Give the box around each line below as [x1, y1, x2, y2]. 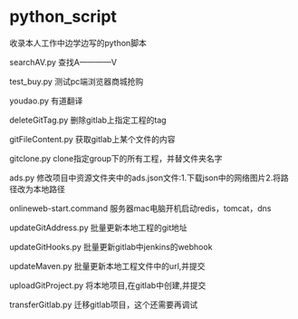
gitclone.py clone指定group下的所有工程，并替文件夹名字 [9, 152, 223, 164]
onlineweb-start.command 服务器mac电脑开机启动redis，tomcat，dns [9, 202, 272, 214]
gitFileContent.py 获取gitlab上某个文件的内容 [9, 133, 176, 144]
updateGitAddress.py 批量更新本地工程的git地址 [9, 222, 187, 233]
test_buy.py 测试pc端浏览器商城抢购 [9, 75, 144, 87]
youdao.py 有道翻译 [9, 95, 83, 106]
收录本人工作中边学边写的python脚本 [9, 37, 147, 48]
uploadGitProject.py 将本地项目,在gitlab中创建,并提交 [9, 279, 207, 291]
